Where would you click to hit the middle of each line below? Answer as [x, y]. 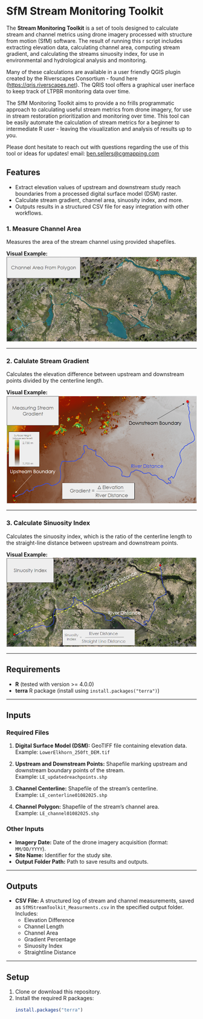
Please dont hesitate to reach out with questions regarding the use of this [98, 147]
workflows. [29, 213]
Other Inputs [25, 829]
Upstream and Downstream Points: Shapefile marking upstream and [101, 764]
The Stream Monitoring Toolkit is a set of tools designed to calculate [92, 28]
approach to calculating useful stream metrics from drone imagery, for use [99, 109]
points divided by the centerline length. [55, 380]
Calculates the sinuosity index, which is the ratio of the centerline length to [99, 536]
